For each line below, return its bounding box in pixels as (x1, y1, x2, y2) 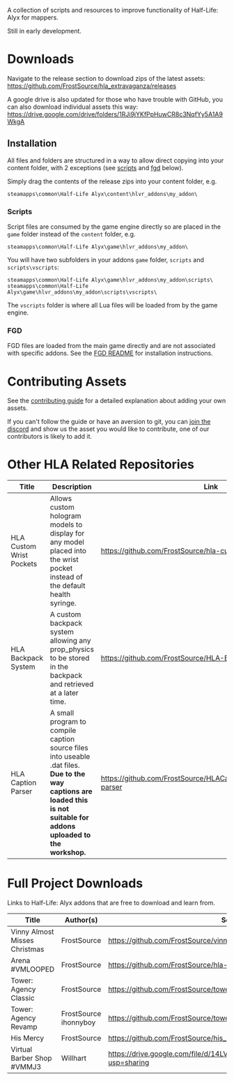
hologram (49, 511, 81, 521)
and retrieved (49, 679, 94, 689)
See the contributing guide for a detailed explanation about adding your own (7, 397, 226, 405)
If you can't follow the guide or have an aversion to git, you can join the (7, 418, 211, 426)
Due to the (49, 769, 86, 779)
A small (49, 708, 75, 718)
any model (49, 537, 85, 547)
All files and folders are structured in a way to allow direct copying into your (7, 156, 224, 165)
